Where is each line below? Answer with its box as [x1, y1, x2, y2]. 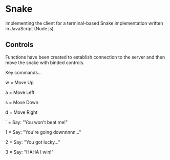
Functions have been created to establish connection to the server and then [5, 54, 165, 60]
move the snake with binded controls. [5, 59, 84, 66]
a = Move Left [5, 89, 35, 95]
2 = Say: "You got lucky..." [5, 139, 60, 145]
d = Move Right [5, 109, 38, 115]
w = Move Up [5, 79, 34, 85]
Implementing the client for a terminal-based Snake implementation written [5, 20, 163, 26]
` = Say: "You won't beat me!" [5, 119, 68, 125]
